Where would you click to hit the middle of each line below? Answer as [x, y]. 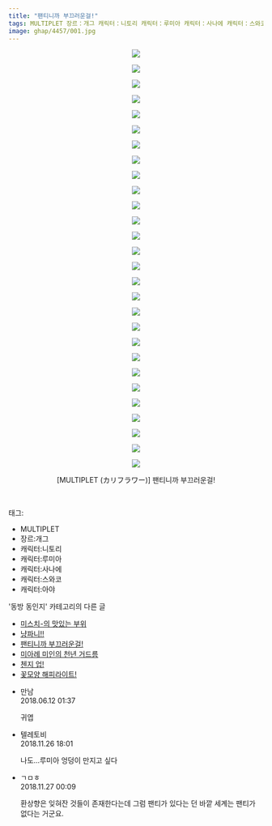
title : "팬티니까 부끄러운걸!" [53, 16]
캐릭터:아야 [38, 590]
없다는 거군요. [42, 814]
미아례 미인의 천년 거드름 [59, 654]
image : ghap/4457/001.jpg [52, 31]
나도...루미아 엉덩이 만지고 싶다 [69, 760]
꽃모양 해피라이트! [48, 675]
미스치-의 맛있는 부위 [53, 624]
